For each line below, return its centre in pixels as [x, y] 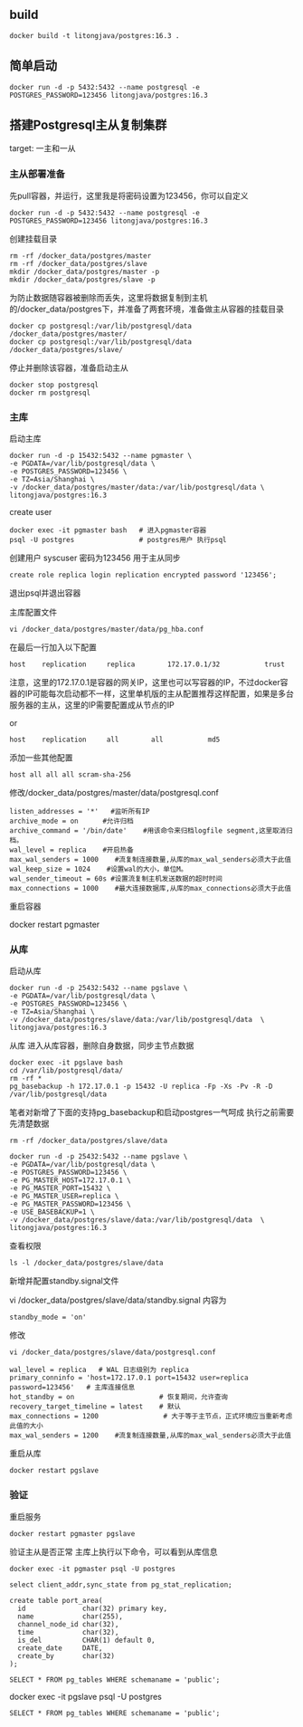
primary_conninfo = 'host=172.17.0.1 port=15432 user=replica [129, 1378]
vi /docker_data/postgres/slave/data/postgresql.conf [113, 1352]
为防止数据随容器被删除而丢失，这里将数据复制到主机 [109, 297]
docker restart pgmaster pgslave [72, 1533]
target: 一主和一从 [43, 148]
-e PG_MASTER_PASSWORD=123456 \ [70, 1204]
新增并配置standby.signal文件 [64, 1281]
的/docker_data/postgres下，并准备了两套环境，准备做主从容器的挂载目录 [147, 309]
